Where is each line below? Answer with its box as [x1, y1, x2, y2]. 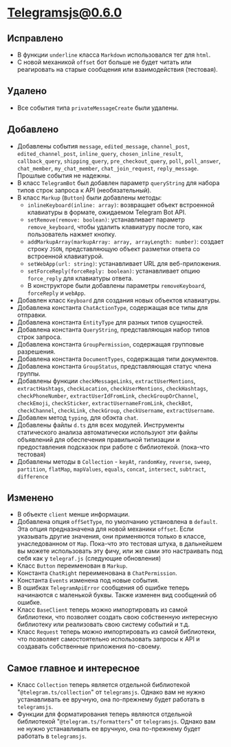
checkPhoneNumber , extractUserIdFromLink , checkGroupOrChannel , [16, 391, 199, 400]
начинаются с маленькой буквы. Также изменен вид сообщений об [16, 591, 217, 599]
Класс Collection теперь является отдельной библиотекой [16, 681, 190, 689]
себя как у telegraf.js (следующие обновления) [16, 554, 162, 563]
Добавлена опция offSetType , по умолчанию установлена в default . [16, 518, 218, 526]
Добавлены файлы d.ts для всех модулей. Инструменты [16, 420, 184, 429]
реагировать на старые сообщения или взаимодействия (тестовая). [16, 66, 218, 73]
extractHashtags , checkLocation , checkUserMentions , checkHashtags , [16, 384, 208, 392]
